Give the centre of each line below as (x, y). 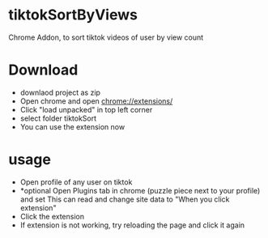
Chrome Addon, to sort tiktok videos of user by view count (106, 37)
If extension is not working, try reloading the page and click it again (132, 225)
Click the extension (52, 216)
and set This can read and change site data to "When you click (125, 199)
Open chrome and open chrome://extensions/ (96, 101)
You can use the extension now (72, 126)
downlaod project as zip (60, 92)
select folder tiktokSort (58, 118)
